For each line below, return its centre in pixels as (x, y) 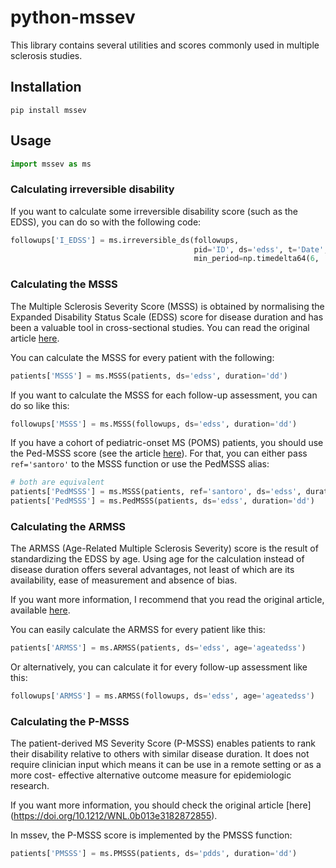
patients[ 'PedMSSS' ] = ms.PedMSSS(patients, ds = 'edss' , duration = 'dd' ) (162, 501)
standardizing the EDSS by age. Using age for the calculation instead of (157, 559)
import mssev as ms (51, 164)
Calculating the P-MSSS (70, 721)
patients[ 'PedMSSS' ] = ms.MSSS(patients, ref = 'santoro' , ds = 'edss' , (156, 492)
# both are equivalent (57, 482)
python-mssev (73, 17)
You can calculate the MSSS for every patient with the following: (142, 357)
